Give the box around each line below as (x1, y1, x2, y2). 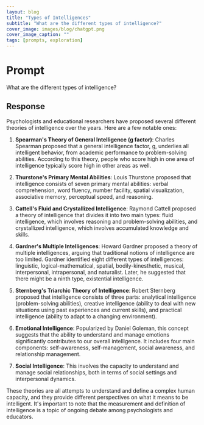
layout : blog (6, 9, 40, 15)
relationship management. (15, 350, 81, 357)
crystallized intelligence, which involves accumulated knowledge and (15, 224, 189, 232)
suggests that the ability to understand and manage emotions (15, 330, 169, 338)
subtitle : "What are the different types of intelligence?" (6, 20, 163, 26)
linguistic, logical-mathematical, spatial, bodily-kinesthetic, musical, (15, 262, 185, 269)
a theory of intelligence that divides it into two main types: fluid (15, 211, 174, 218)
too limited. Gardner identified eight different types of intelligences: (15, 255, 184, 263)
